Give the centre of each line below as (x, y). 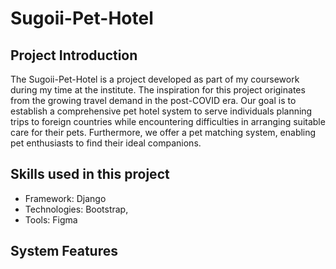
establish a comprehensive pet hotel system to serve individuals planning (161, 111)
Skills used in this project (90, 174)
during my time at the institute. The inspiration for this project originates (158, 90)
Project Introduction (74, 55)
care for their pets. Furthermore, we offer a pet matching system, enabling (163, 132)
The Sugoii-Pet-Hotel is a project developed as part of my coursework (155, 79)
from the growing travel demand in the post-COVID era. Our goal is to (153, 100)
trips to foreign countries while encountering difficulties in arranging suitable (168, 121)
